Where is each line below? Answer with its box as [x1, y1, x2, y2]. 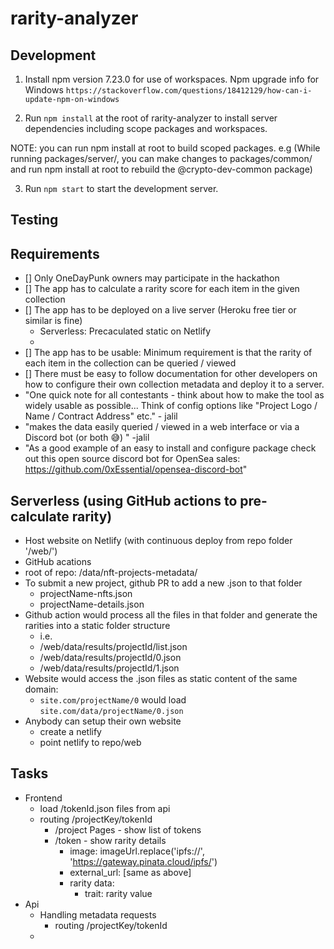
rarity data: [69, 877, 115, 889]
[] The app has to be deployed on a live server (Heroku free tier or [24, 304, 297, 316]
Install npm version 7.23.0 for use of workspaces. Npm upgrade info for [24, 73, 320, 85]
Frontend [24, 792, 63, 804]
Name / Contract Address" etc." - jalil [24, 410, 178, 422]
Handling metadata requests [39, 908, 157, 921]
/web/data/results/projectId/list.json [39, 641, 188, 653]
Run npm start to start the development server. [24, 183, 219, 194]
